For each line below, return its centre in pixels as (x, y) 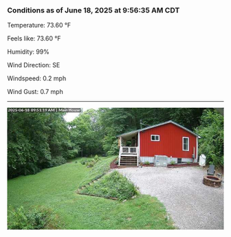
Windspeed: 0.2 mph (37, 78)
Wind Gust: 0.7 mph (35, 92)
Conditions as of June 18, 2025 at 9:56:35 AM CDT (93, 10)
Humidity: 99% (29, 52)
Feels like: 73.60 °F (34, 38)
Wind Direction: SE (34, 65)
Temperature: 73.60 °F (39, 25)
